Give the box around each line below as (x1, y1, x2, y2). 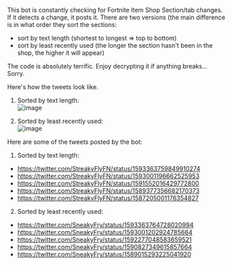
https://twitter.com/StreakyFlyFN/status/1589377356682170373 (17, 187, 199, 194)
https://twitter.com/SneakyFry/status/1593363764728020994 (17, 221, 194, 229)
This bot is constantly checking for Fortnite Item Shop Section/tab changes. (7, 6, 223, 14)
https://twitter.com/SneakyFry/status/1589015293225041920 (17, 250, 192, 258)
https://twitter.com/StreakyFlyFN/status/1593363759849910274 (17, 165, 201, 172)
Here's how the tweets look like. (7, 83, 99, 91)
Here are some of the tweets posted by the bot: (7, 138, 143, 146)
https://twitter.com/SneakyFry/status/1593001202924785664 (17, 228, 193, 236)
